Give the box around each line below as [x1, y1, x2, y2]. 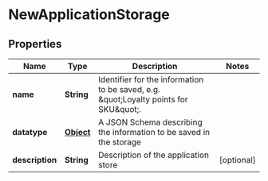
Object [64, 127, 91, 137]
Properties [8, 37, 62, 51]
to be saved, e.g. [98, 84, 161, 94]
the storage [98, 137, 142, 148]
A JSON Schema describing [98, 117, 203, 128]
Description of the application [98, 149, 210, 160]
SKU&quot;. [98, 104, 142, 114]
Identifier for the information [98, 74, 204, 85]
